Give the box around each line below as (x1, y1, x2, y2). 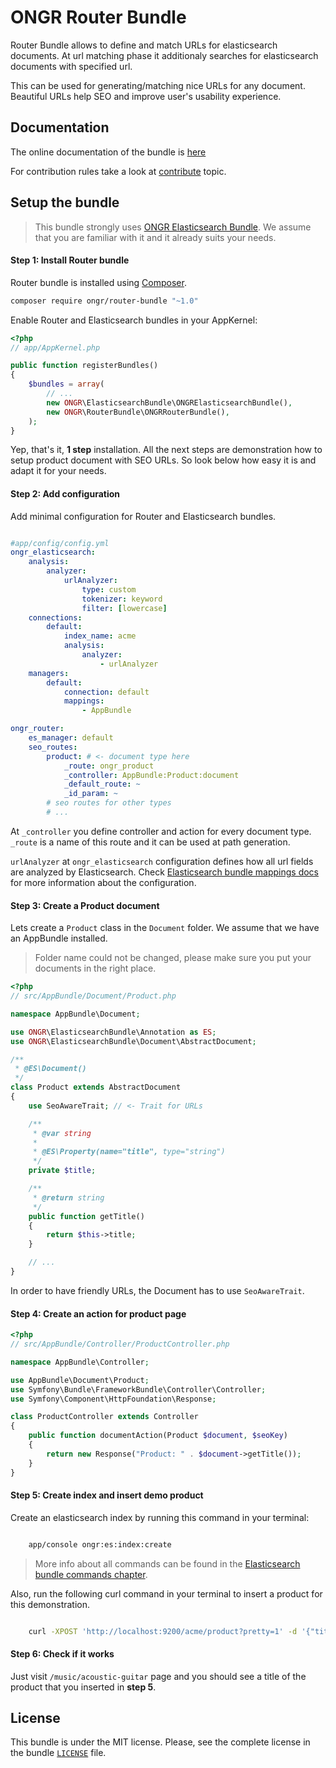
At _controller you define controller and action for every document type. (10, 825, 312, 837)
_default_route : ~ (63, 779, 141, 790)
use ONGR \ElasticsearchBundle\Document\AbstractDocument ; (10, 1036, 257, 1046)
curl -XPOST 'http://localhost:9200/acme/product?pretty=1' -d (28, 1626, 298, 1636)
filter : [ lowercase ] (81, 603, 168, 613)
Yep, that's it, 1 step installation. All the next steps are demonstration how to (10, 444, 323, 456)
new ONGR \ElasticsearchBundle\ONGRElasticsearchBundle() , (46, 397, 293, 408)
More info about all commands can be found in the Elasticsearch (34, 1557, 301, 1570)
